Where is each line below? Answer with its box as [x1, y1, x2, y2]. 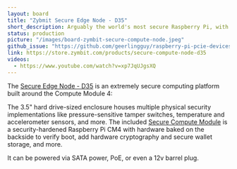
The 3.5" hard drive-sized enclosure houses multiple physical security [7, 102, 212, 111]
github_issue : [7, 43, 49, 50]
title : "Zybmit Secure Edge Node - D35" [7, 17, 128, 24]
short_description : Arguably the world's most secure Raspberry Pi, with [7, 23, 229, 30]
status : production [7, 29, 65, 37]
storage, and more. [7, 140, 63, 148]
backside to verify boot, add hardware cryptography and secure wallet [7, 133, 213, 141]
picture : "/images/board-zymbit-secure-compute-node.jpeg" [7, 36, 185, 43]
